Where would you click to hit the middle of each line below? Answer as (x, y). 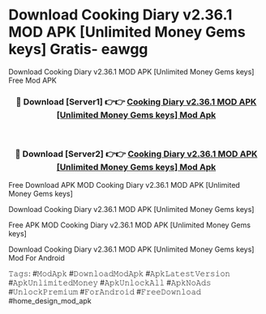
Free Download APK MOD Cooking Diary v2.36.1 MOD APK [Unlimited (124, 185)
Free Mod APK (32, 80)
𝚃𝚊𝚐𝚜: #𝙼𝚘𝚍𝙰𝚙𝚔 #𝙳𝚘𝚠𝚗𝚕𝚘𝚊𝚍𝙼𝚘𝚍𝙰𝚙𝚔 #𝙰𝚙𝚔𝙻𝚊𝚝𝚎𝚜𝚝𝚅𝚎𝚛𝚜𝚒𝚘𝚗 (120, 274)
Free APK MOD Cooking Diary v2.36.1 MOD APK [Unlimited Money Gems (130, 225)
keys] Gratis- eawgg (78, 49)
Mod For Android (36, 257)
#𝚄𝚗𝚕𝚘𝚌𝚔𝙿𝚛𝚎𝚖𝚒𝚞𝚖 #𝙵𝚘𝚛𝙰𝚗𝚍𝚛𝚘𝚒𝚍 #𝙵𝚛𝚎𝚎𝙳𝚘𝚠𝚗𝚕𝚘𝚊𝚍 (105, 291)
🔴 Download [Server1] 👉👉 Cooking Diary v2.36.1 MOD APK (136, 101)
